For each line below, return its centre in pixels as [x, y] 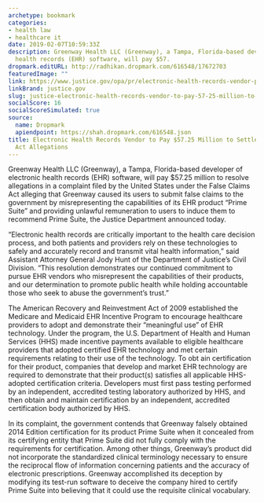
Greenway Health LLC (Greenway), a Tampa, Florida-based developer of [126, 169]
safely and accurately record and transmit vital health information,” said [124, 251]
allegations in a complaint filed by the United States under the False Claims [129, 186]
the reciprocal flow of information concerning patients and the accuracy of [129, 465]
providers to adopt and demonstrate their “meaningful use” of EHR [116, 325]
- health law [29, 30]
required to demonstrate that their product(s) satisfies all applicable [117, 375]
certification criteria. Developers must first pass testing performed [144, 384]
